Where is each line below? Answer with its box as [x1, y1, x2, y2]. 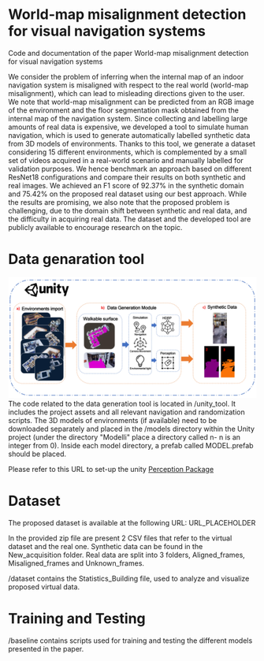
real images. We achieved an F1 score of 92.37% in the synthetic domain [8, 180, 244, 190]
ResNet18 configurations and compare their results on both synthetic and [8, 172, 246, 182]
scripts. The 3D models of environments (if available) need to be [8, 415, 218, 425]
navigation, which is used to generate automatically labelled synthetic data [8, 130, 251, 139]
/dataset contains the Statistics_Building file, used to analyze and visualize [8, 574, 250, 583]
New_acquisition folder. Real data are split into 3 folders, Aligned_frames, [8, 550, 246, 559]
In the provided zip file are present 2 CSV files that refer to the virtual [8, 533, 232, 543]
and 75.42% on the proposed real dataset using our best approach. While [8, 189, 247, 199]
